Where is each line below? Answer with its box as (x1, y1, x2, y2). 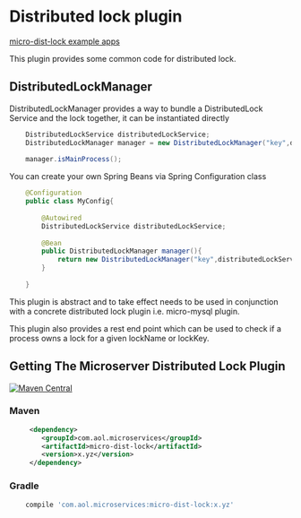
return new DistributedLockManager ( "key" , (56, 255, 219, 264)
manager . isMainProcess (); (25, 155, 123, 164)
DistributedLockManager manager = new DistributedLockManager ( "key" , (25, 138, 291, 147)
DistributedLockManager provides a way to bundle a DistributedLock (9, 103, 263, 114)
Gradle (9, 479, 39, 492)
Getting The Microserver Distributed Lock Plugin (9, 358, 286, 374)
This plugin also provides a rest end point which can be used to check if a (9, 323, 282, 333)
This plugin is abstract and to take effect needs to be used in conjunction (9, 296, 279, 306)
